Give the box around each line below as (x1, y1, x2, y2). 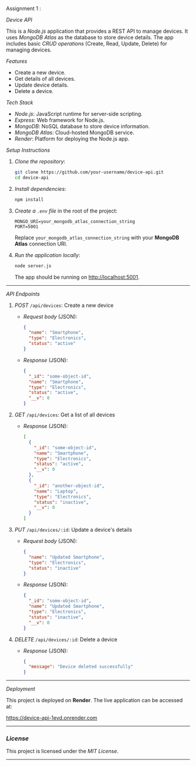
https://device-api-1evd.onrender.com (6, 714, 97, 721)
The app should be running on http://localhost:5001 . (14, 273, 140, 281)
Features (6, 58, 27, 64)
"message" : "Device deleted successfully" (28, 664, 134, 670)
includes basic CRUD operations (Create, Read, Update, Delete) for (6, 40, 167, 47)
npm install (14, 196, 44, 203)
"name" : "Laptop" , (34, 488, 79, 494)
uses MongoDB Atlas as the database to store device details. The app (6, 34, 174, 40)
